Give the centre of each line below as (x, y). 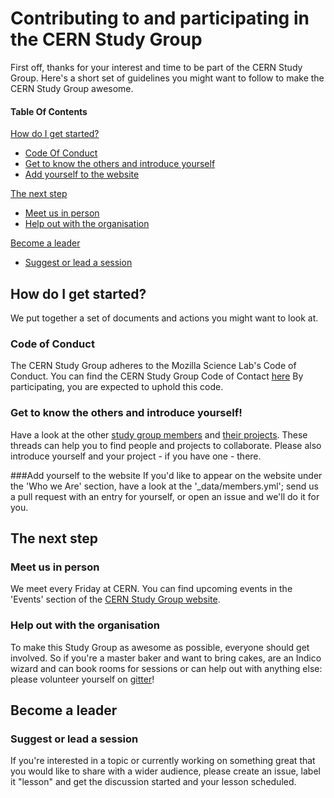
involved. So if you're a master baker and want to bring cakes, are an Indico (166, 658)
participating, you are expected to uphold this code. (117, 387)
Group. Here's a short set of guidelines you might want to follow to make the (167, 78)
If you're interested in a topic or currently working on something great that (163, 761)
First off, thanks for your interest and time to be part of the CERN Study (156, 67)
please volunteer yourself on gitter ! (82, 679)
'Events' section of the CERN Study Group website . (115, 599)
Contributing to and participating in (160, 18)
